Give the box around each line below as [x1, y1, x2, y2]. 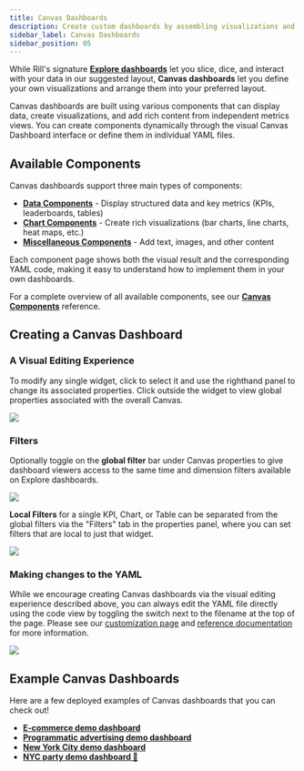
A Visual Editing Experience [9, 354, 135, 367]
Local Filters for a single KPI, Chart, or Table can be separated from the [9, 509, 279, 520]
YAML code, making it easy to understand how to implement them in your [9, 264, 285, 275]
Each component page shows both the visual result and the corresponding [9, 254, 289, 265]
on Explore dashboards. [9, 474, 99, 485]
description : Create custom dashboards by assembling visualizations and [9, 22, 296, 31]
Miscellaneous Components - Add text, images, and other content [22, 237, 275, 248]
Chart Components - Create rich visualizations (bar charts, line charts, [22, 218, 289, 228]
